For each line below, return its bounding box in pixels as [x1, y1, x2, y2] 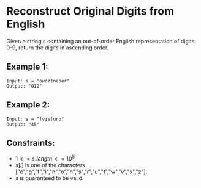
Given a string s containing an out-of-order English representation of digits [6, 37, 195, 45]
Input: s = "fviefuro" [6, 116, 64, 122]
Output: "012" [6, 83, 43, 89]
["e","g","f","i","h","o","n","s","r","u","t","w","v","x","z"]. [15, 168, 148, 175]
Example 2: [6, 99, 50, 110]
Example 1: [6, 62, 48, 72]
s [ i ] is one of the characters [15, 162, 86, 169]
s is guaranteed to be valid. [15, 175, 84, 182]
